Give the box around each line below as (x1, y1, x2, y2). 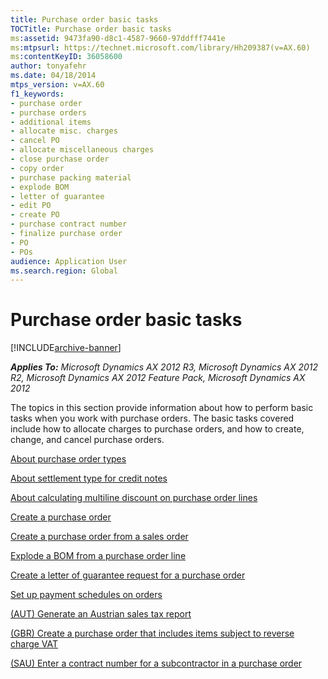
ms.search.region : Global (10, 266, 118, 276)
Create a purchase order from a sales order (10, 531, 189, 543)
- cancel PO (10, 136, 60, 146)
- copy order (10, 163, 65, 173)
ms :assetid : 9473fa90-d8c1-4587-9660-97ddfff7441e (10, 33, 226, 43)
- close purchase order (10, 154, 110, 164)
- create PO (10, 210, 60, 220)
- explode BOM (10, 182, 70, 192)
